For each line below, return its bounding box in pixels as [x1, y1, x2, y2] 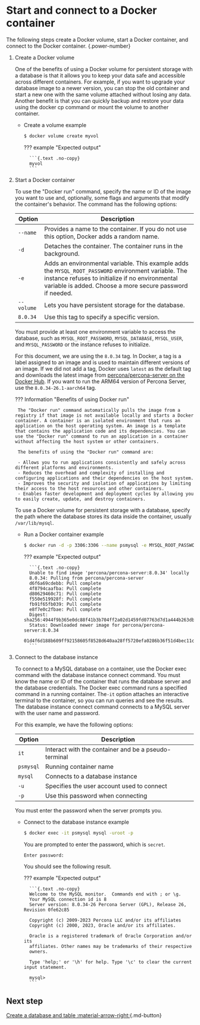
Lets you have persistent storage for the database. [44, 301, 185, 309]
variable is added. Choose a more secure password [44, 281, 188, 290]
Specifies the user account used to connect [45, 781, 168, 790]
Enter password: [23, 852, 64, 858]
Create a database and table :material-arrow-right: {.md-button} [6, 1012, 162, 1019]
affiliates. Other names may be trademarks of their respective [29, 943, 192, 949]
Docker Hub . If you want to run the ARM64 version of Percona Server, [14, 377, 186, 385]
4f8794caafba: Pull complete [29, 586, 102, 592]
